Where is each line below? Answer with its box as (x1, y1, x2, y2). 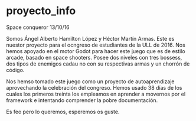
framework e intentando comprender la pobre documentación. (6, 96, 158, 104)
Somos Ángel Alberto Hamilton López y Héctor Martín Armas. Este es (6, 35, 175, 42)
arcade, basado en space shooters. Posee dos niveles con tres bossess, (6, 54, 182, 61)
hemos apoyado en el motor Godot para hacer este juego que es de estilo (6, 47, 185, 54)
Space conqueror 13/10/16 (6, 24, 70, 31)
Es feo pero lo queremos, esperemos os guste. (6, 108, 120, 115)
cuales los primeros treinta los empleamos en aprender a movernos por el (6, 90, 186, 97)
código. (6, 66, 25, 73)
